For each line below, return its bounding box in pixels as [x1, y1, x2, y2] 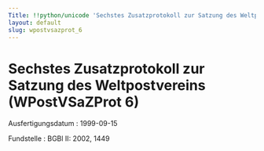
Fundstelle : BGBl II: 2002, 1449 [8, 134, 110, 143]
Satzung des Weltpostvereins [8, 76, 206, 94]
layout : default [8, 19, 61, 27]
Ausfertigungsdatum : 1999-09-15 [8, 119, 118, 128]
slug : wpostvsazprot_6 [8, 26, 82, 34]
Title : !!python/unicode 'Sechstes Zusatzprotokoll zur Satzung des [8, 11, 237, 20]
